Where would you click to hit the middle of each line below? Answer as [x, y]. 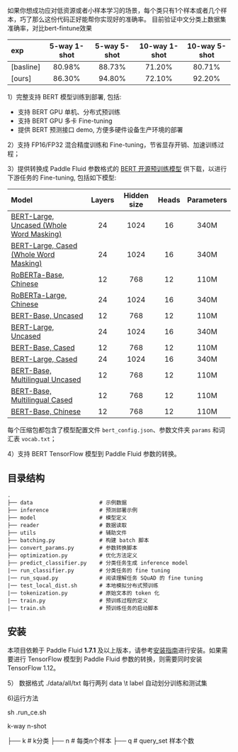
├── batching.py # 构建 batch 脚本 [78, 540]
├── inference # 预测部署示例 [73, 510]
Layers [103, 200]
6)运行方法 [23, 698]
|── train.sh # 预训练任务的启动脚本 [83, 608]
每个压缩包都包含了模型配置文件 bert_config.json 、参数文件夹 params [109, 430]
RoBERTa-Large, [39, 295]
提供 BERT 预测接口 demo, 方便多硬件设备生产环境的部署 [100, 129]
